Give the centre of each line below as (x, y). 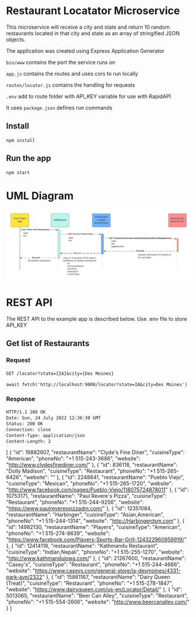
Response (21, 399)
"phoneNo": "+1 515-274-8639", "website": (58, 533)
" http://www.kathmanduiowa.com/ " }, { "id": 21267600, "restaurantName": (96, 558)
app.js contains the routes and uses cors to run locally (72, 73)
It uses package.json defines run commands (59, 107)
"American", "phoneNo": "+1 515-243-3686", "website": (73, 458)
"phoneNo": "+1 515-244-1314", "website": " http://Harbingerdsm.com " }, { (95, 521)
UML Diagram (40, 196)
